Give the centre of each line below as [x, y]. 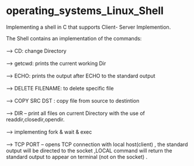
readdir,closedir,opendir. [35, 119]
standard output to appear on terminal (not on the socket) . [77, 157]
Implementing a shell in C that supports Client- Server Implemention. [89, 27]
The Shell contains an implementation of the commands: [74, 38]
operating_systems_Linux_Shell [85, 11]
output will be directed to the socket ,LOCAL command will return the [89, 150]
